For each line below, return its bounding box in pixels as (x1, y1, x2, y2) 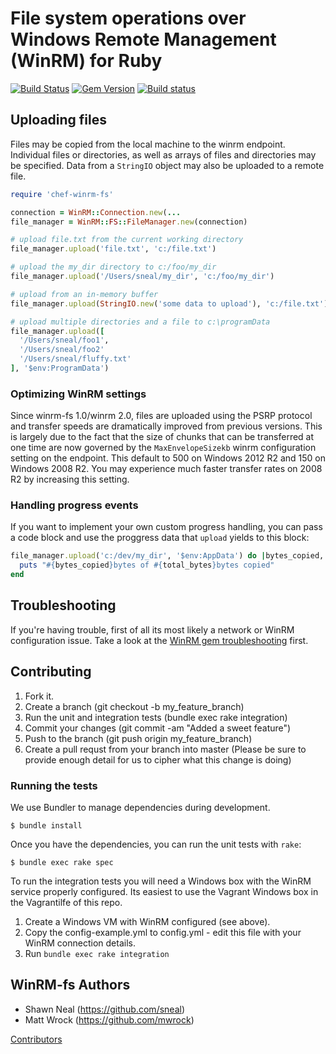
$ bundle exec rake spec (10, 858, 114, 868)
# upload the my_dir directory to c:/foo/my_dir (10, 262, 217, 272)
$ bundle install (10, 821, 83, 831)
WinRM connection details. (24, 937, 136, 949)
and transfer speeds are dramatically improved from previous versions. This (10, 420, 323, 432)
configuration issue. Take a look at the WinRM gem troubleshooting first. (10, 634, 309, 646)
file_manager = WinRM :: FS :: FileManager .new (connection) (10, 217, 248, 227)
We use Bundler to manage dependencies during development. (10, 802, 271, 814)
